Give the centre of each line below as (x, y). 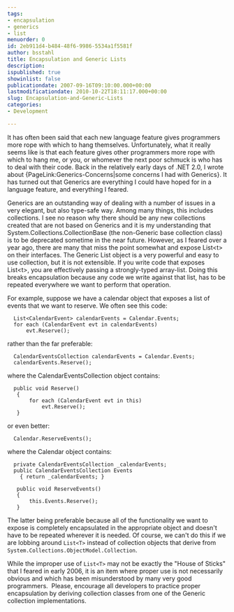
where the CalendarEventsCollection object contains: (84, 376)
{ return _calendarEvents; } (62, 476)
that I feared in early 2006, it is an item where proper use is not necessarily (115, 571)
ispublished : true (34, 72)
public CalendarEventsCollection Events (73, 470)
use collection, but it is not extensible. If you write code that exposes (106, 262)
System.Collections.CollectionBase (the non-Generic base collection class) (115, 232)
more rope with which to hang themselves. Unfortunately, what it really (109, 145)
